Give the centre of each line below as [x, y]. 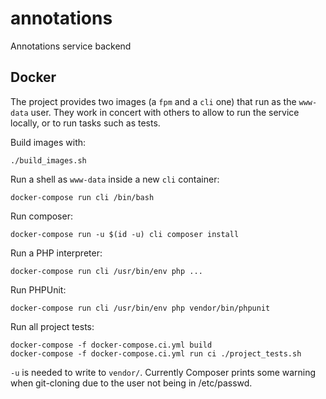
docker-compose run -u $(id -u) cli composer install [125, 234]
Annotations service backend [71, 46]
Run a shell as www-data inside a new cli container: [115, 179]
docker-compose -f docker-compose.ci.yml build [111, 345]
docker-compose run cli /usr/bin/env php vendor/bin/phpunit [140, 308]
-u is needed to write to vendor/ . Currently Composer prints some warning [163, 372]
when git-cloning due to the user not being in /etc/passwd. [131, 383]
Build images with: [48, 142]
